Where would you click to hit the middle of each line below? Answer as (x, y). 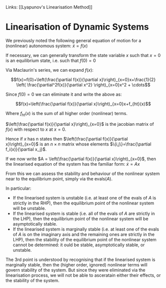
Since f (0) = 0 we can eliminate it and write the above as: (64, 94)
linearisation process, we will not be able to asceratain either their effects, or (83, 275)
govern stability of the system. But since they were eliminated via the (76, 270)
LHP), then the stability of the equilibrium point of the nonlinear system (84, 239)
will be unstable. (29, 208)
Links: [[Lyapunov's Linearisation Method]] (49, 7)
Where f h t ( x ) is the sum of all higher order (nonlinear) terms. (66, 114)
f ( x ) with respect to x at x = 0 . (36, 129)
